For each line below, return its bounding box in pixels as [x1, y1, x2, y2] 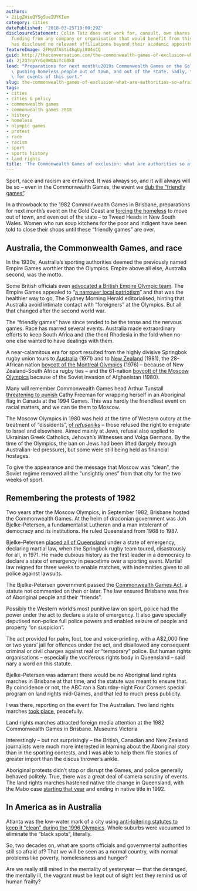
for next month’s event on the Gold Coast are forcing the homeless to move [6, 208, 188, 215]
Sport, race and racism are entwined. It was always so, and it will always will [6, 177, 191, 185]
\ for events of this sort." [11, 74, 83, 80]
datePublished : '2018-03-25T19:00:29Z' [6, 25, 104, 31]
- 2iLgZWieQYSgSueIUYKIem [6, 14, 69, 20]
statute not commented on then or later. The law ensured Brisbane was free [6, 587, 189, 594]
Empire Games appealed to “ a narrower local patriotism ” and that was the [6, 288, 184, 295]
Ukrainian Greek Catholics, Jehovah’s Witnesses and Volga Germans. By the [6, 433, 191, 440]
